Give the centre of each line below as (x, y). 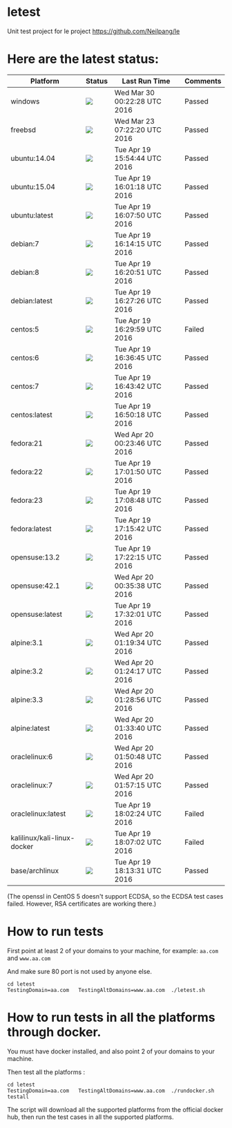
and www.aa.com (29, 958)
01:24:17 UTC (138, 671)
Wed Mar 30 (135, 93)
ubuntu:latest (32, 215)
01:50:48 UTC (138, 756)
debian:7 (25, 244)
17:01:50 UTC (138, 472)
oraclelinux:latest (38, 814)
